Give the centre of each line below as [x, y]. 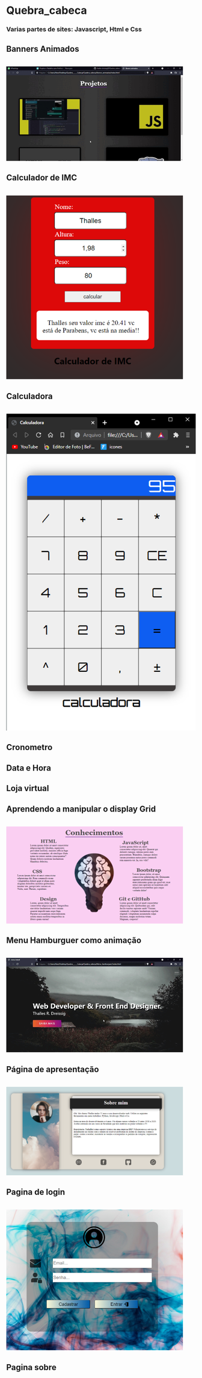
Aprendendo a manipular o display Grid [81, 809]
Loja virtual [28, 788]
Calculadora [29, 396]
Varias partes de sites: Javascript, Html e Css [74, 29]
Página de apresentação [53, 1069]
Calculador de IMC [42, 178]
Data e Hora [29, 768]
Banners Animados [43, 49]
